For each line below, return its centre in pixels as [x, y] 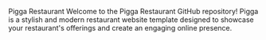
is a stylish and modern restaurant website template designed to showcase [131, 20]
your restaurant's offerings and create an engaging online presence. [120, 28]
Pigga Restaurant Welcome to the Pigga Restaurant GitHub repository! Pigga [133, 11]
